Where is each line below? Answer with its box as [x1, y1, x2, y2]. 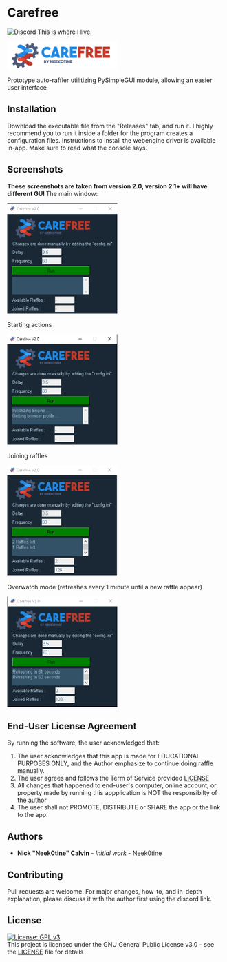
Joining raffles [7, 451, 48, 460]
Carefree [7, 5, 59, 21]
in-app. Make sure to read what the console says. [7, 144, 148, 152]
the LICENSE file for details [7, 948, 84, 956]
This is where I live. [37, 28, 92, 36]
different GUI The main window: [7, 189, 98, 197]
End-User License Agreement [7, 720, 137, 732]
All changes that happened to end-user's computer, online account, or [17, 781, 217, 789]
